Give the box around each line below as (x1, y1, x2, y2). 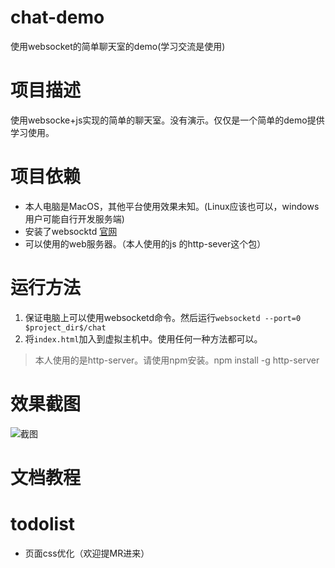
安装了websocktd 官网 (24, 225, 118, 237)
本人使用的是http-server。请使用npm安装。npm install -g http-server (34, 354, 320, 366)
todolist (10, 513, 76, 536)
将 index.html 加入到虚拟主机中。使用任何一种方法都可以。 (24, 332, 263, 345)
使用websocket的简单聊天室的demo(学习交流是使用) (10, 40, 226, 52)
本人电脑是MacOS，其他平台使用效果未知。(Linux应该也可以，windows (24, 200, 320, 212)
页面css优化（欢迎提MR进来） (24, 547, 150, 559)
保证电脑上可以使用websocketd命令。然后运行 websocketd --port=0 (24, 311, 302, 323)
